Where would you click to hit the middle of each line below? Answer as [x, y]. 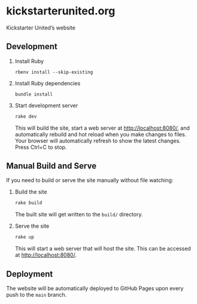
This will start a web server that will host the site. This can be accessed [103, 249]
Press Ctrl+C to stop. [41, 147]
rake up [24, 237]
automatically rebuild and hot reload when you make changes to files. [101, 134]
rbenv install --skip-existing [54, 72]
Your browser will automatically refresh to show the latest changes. [98, 141]
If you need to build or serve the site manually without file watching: [90, 180]
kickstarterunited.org [61, 11]
